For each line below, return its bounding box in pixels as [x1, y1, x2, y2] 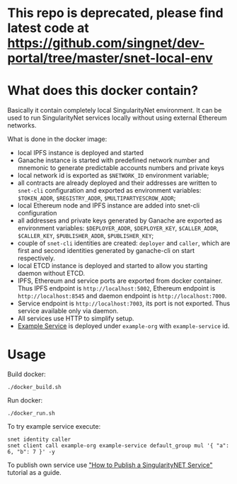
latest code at [7, 20, 90, 36]
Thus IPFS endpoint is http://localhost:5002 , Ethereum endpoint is [17, 284, 216, 293]
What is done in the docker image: [7, 135, 108, 143]
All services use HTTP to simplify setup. [17, 314, 134, 323]
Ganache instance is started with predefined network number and [17, 156, 210, 164]
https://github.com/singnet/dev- [7, 35, 205, 51]
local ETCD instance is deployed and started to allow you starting [17, 261, 208, 270]
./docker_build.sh [7, 384, 62, 391]
